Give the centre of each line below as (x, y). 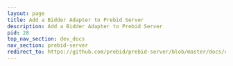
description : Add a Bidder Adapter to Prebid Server (85, 26)
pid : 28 (18, 33)
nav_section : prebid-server (48, 45)
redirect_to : (26, 52)
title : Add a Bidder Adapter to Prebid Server (76, 20)
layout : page (26, 13)
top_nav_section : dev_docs (46, 39)
